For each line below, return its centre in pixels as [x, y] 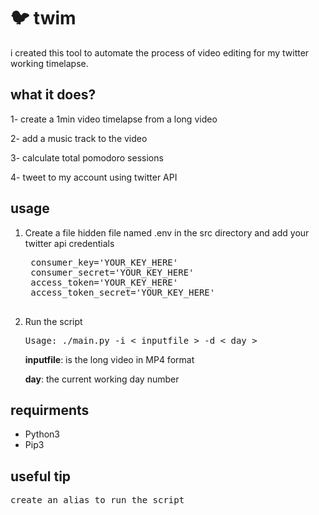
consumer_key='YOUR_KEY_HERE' [104, 262]
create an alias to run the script [97, 500]
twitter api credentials [69, 243]
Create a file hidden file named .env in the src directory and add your [167, 232]
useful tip [41, 476]
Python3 [42, 434]
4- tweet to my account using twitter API [94, 177]
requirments [50, 410]
